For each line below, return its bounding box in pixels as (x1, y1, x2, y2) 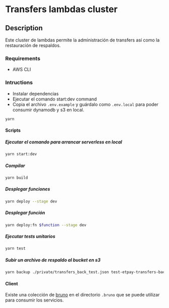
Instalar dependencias (12, 90, 59, 96)
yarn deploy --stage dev (5, 198, 57, 204)
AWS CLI (12, 67, 31, 73)
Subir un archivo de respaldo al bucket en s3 (5, 256, 101, 263)
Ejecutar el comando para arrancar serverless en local (5, 139, 122, 145)
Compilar (5, 163, 25, 169)
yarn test (5, 246, 26, 251)
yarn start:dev (5, 151, 37, 157)
